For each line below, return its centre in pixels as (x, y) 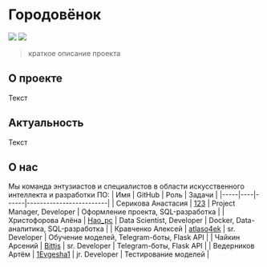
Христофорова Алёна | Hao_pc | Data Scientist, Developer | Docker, (121, 221)
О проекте (35, 79)
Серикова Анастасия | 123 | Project (176, 203)
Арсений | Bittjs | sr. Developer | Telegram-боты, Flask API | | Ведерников (131, 246)
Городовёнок (55, 15)
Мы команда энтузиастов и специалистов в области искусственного (126, 186)
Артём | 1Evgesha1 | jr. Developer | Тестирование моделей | (109, 254)
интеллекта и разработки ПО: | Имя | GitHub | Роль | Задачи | (113, 195)
